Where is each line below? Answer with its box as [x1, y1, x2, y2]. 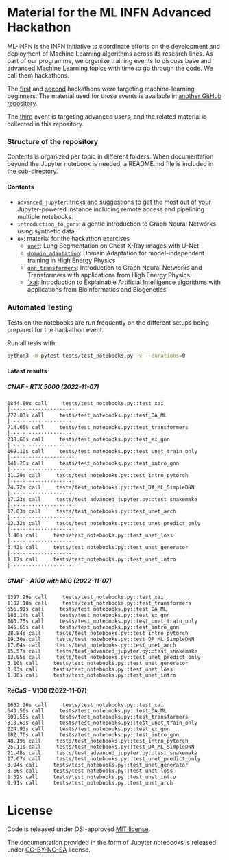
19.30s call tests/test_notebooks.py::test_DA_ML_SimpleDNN [7, 636, 195, 643]
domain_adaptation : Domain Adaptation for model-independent [27, 249, 204, 257]
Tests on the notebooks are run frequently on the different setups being [7, 318, 210, 327]
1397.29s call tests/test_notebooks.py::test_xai [7, 594, 165, 601]
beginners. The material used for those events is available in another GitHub [7, 91, 222, 100]
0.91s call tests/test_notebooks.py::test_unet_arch [7, 780, 173, 787]
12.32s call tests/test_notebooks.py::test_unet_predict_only [7, 520, 201, 527]
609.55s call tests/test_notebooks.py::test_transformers [7, 714, 189, 721]
